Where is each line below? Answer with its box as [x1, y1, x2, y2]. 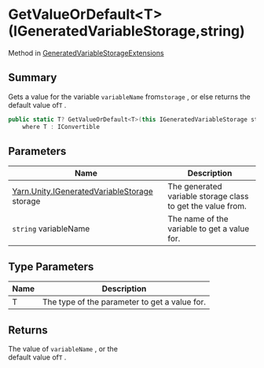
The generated [167, 181, 222, 192]
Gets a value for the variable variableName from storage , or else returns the [8, 92, 251, 101]
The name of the [167, 214, 229, 225]
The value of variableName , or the [8, 344, 118, 353]
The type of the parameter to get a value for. [42, 296, 207, 307]
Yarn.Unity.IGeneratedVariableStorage [12, 186, 153, 197]
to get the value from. [167, 201, 247, 212]
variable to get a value [167, 223, 250, 234]
